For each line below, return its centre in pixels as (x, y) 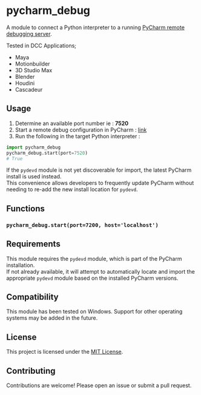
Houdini (25, 83)
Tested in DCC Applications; (41, 46)
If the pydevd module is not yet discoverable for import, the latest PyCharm (99, 170)
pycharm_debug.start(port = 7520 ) (47, 153)
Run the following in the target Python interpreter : (77, 136)
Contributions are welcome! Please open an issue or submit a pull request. (99, 385)
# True (15, 158)
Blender (25, 76)
